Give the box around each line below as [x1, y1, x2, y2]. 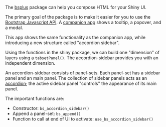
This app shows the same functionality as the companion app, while [5, 35, 146, 40]
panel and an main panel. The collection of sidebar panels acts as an [5, 75, 147, 81]
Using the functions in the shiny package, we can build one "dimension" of [5, 50, 159, 55]
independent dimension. [5, 60, 56, 66]
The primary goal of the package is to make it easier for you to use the [5, 14, 151, 20]
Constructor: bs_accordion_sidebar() [12, 105, 89, 111]
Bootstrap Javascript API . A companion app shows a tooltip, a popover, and [5, 20, 161, 25]
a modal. [5, 25, 24, 31]
